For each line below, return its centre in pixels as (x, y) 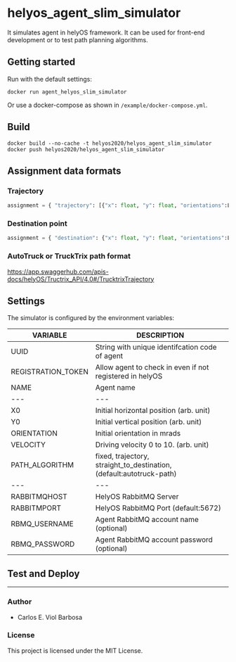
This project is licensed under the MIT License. (75, 650)
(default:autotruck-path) (136, 474)
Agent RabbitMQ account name (147, 520)
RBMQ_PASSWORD (43, 545)
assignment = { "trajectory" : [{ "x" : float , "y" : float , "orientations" (116, 205)
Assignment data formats (64, 171)
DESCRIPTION (160, 336)
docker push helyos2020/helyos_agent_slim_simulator (86, 149)
